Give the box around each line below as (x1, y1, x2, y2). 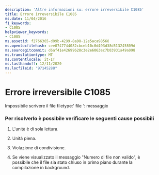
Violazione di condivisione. (12, 145, 66, 151)
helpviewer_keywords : (5, 30, 49, 35)
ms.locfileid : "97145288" (5, 66, 57, 71)
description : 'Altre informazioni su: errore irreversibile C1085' (5, 7, 144, 12)
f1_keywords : (5, 20, 32, 26)
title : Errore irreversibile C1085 (5, 12, 77, 17)
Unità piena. (12, 136, 36, 141)
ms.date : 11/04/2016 (5, 16, 47, 21)
